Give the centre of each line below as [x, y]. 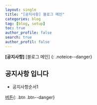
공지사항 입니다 [27, 74]
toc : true [15, 28]
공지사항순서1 [25, 87]
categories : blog [23, 19]
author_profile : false [28, 33]
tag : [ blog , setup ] [25, 24]
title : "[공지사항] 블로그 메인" [35, 14]
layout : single [21, 10]
